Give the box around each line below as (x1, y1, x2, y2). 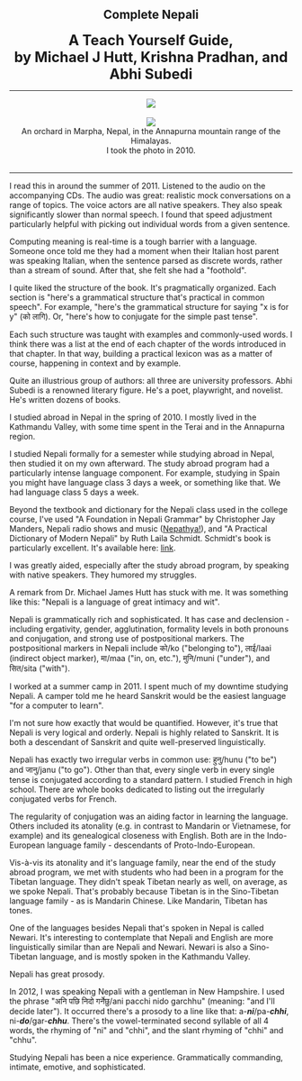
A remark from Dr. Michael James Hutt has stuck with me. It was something (9, 586, 289, 597)
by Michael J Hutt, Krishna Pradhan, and (13, 48, 289, 66)
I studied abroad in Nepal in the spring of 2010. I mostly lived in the (9, 412, 257, 422)
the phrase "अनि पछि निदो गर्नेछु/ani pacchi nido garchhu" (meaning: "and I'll (9, 995, 276, 1006)
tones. (9, 904, 33, 915)
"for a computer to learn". (9, 700, 104, 711)
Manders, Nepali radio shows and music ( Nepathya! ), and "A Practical (9, 522, 268, 534)
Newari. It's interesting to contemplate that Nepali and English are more (9, 931, 274, 942)
